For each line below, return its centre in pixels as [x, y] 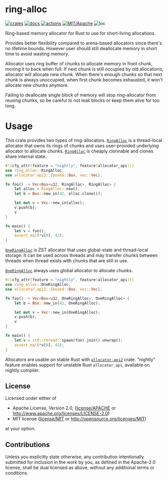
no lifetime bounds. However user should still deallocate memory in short [81, 48]
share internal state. [26, 156]
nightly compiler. [22, 370]
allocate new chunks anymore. [37, 85]
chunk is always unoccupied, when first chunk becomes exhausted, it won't [84, 80]
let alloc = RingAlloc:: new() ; [47, 189]
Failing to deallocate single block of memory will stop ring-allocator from [81, 95]
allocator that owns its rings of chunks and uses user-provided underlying [82, 145]
